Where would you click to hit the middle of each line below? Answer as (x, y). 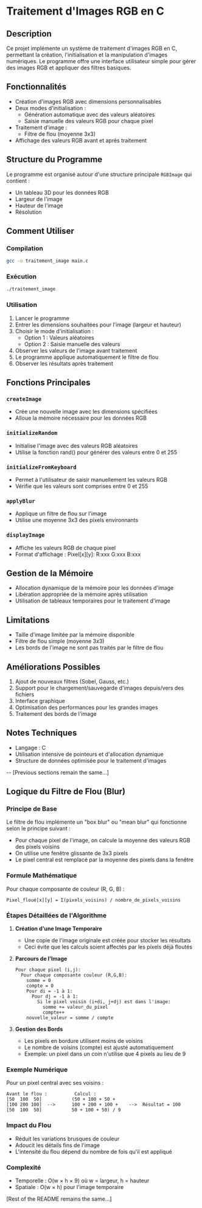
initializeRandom (32, 433)
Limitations (28, 620)
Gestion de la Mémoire (50, 573)
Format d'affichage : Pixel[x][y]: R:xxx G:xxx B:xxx (78, 554)
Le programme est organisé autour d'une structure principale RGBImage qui (99, 174)
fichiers (25, 694)
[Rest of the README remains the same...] (59, 1199)
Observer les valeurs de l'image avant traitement (76, 350)
